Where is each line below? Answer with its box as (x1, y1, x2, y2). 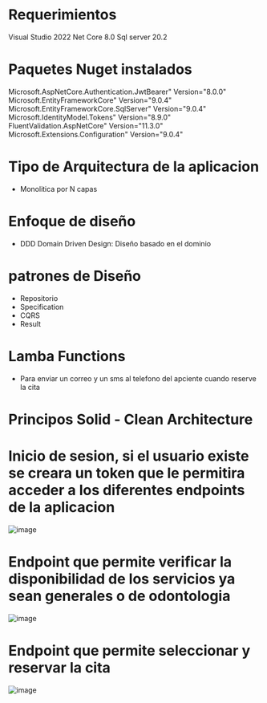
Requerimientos (8, 6, 117, 24)
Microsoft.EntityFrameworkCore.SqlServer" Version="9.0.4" (8, 104, 207, 113)
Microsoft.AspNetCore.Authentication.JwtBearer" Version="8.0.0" (8, 87, 227, 96)
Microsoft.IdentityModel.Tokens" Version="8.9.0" (8, 112, 172, 122)
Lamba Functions (8, 347, 126, 365)
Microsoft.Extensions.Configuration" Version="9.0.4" (8, 129, 184, 139)
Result (19, 319, 42, 328)
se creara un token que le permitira (8, 464, 245, 482)
